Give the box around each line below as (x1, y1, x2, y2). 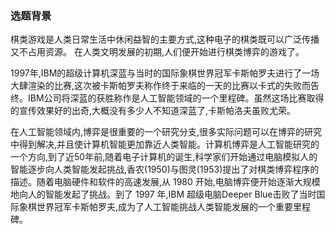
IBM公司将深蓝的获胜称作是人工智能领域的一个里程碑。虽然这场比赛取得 (27, 92, 325, 104)
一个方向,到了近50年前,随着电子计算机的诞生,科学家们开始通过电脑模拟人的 (10, 151, 318, 163)
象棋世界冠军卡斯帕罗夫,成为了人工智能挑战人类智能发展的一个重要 (18, 201, 294, 213)
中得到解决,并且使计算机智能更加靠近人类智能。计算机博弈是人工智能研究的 (10, 138, 320, 151)
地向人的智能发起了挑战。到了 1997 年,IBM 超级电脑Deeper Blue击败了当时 (10, 188, 317, 201)
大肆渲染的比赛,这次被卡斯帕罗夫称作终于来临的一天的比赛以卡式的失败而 (10, 80, 312, 92)
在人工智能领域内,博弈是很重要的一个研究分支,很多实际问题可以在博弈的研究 (10, 126, 323, 138)
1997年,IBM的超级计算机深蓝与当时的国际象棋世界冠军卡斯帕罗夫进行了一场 (10, 67, 320, 79)
